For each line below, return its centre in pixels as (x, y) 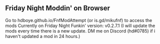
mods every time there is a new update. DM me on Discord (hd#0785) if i (80, 31)
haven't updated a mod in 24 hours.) (43, 36)
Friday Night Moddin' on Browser (58, 8)
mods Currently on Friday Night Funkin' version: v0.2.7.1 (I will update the (80, 25)
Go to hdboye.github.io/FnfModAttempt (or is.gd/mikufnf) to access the (79, 20)
